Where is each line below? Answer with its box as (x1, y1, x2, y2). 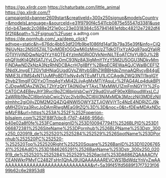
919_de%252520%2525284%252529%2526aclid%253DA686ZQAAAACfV (5, 152, 158, 158)
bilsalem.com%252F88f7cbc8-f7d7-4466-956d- (5, 115, 105, 120)
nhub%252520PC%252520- (5, 136, 64, 142)
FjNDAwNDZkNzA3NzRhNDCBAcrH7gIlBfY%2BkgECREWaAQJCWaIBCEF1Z (5, 62, 160, 68)
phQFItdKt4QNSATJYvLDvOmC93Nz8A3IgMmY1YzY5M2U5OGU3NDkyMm (5, 57, 159, 62)
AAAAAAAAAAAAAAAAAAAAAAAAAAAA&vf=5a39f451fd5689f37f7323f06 (5, 162, 160, 168)
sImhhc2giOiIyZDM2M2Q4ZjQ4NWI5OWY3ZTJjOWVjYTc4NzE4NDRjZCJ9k (5, 99, 160, 105)
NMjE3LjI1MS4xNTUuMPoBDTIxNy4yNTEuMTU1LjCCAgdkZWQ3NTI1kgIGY (5, 73, 159, 78)
